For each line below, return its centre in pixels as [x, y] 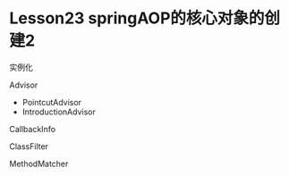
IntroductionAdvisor [59, 112]
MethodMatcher [39, 163]
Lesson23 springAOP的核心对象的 [137, 18]
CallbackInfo [33, 129]
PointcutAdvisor [52, 102]
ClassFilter [29, 146]
